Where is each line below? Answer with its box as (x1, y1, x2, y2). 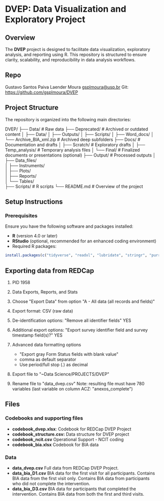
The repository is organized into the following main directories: (5, 116, 131, 122)
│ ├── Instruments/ (5, 162, 45, 168)
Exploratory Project (5, 14, 85, 25)
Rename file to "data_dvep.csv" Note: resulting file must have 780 (12, 381, 145, 386)
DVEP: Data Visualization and (5, 3, 126, 15)
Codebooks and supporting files (5, 415, 83, 422)
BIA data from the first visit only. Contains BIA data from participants (12, 475, 150, 481)
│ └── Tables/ (5, 178, 34, 184)
